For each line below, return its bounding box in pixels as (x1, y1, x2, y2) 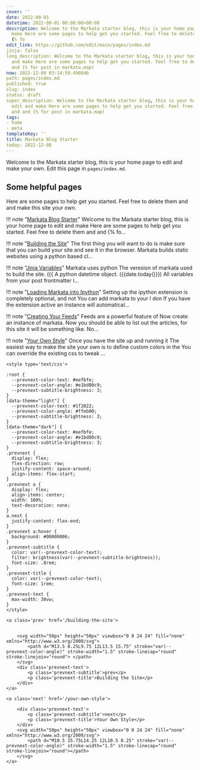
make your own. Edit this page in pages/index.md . (6, 165, 127, 172)
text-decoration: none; (11, 502, 70, 508)
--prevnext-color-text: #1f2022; (11, 403, 95, 409)
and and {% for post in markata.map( (11, 109, 105, 115)
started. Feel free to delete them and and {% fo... (6, 228, 126, 236)
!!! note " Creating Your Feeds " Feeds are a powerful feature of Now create (6, 313, 189, 320)
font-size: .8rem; (11, 560, 58, 566)
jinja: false (6, 48, 39, 54)
